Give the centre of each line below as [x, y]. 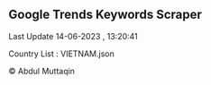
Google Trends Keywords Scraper [105, 15]
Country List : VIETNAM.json [61, 54]
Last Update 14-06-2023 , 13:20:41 [73, 36]
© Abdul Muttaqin [42, 71]
